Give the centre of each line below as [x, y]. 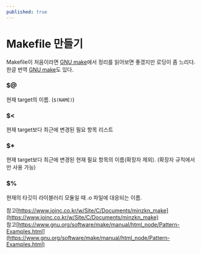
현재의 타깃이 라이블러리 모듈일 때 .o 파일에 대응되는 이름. [74, 197]
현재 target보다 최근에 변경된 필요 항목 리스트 [60, 130]
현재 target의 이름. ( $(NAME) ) [40, 99]
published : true [27, 12]
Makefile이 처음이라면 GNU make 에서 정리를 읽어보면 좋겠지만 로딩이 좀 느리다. [101, 62]
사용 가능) [24, 167]
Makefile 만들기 [45, 44]
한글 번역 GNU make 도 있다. [40, 69]
